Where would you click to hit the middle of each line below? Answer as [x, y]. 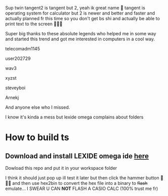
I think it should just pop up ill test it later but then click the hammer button [82, 178]
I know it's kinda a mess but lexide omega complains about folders [74, 117]
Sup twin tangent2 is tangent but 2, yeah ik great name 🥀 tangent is [75, 8]
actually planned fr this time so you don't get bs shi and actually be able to [82, 18]
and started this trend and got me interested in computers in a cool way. [80, 39]
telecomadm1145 [23, 49]
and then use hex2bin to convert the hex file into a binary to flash [80, 183]
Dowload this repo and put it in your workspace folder [61, 168]
